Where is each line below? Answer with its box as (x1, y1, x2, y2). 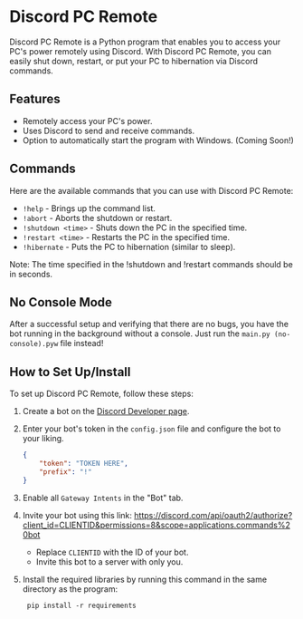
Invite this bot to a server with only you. (35, 556, 184, 567)
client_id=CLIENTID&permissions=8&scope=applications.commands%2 (22, 519, 291, 530)
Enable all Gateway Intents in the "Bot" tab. (22, 492, 184, 503)
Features (9, 92, 61, 107)
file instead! (60, 338, 104, 349)
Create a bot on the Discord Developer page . (22, 406, 190, 417)
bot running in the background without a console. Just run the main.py (9, 328, 271, 339)
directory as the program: (22, 583, 118, 595)
